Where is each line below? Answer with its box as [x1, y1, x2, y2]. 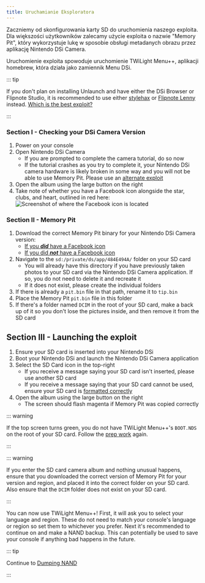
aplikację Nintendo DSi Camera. [6, 45, 87, 53]
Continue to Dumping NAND [6, 559, 78, 567]
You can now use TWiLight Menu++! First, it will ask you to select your [6, 509, 184, 517]
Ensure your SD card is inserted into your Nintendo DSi [15, 348, 154, 356]
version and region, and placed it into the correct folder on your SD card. [6, 479, 190, 487]
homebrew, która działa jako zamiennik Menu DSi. [6, 64, 132, 71]
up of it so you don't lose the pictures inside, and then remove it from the [15, 308, 199, 315]
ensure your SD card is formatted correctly [24, 387, 133, 395]
